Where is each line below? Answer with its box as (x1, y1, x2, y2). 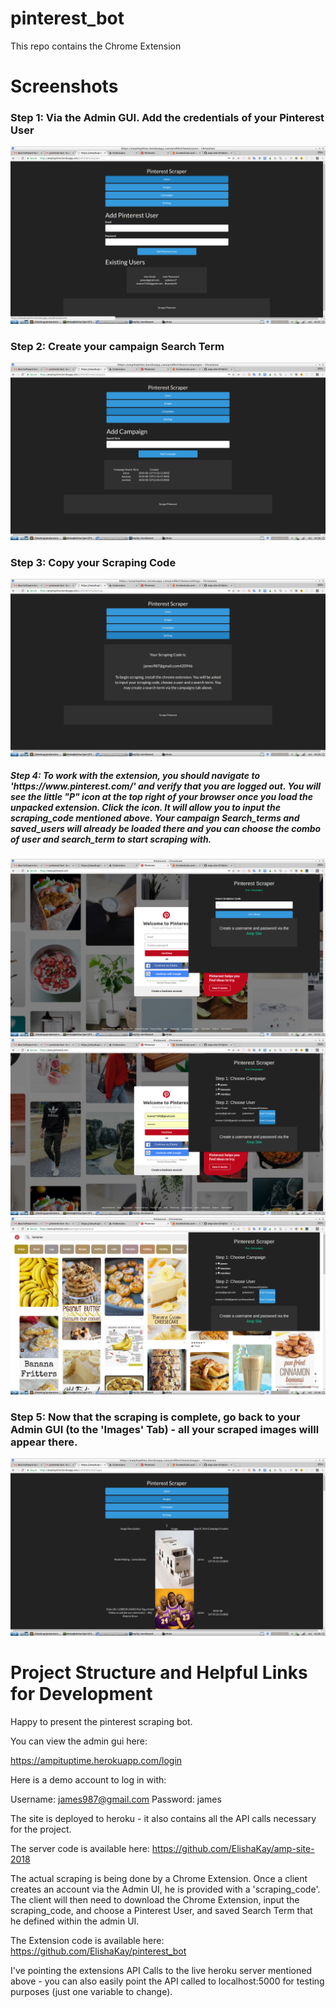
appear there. (10, 1435, 78, 1449)
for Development (10, 1682, 153, 1705)
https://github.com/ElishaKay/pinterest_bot (10, 1945, 187, 1957)
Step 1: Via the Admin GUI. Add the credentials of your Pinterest (10, 111, 325, 125)
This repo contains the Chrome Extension (10, 40, 182, 52)
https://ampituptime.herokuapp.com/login (10, 1754, 183, 1766)
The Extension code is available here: (10, 1934, 165, 1946)
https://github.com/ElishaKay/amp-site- (151, 1842, 315, 1854)
